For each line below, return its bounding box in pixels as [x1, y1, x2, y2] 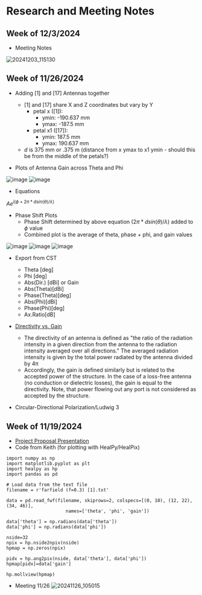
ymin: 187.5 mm [42, 133, 81, 140]
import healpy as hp [6, 466, 58, 472]
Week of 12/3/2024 [6, 28, 80, 39]
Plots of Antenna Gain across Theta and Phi [14, 164, 124, 171]
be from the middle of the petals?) [24, 152, 109, 159]
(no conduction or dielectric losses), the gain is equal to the [24, 379, 172, 387]
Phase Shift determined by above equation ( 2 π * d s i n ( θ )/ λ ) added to [24, 218, 194, 226]
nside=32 [6, 535, 28, 541]
